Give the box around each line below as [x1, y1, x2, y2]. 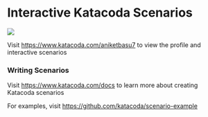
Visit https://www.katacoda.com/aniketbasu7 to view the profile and [7, 40, 201, 49]
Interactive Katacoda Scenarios [7, 5, 193, 21]
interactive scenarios [7, 48, 67, 56]
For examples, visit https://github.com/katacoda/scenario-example [7, 102, 198, 110]
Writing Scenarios [7, 65, 69, 75]
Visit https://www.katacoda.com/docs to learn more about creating [7, 81, 198, 89]
